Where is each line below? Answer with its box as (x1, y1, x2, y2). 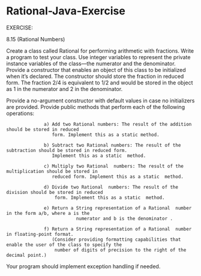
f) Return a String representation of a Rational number (44, 226, 192, 232)
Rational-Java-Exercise (6, 4, 126, 18)
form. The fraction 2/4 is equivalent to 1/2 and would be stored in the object (6, 79, 193, 86)
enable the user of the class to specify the (6, 241, 122, 248)
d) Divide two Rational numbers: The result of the (44, 184, 179, 190)
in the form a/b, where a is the (6, 210, 90, 216)
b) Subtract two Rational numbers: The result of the (44, 142, 181, 148)
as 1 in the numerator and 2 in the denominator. (6, 85, 123, 92)
